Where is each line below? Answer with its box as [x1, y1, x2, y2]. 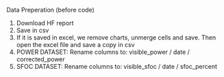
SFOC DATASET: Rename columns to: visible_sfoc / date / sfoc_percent [16, 63, 217, 70]
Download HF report [16, 19, 74, 27]
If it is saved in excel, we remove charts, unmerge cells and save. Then [16, 33, 216, 42]
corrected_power [16, 55, 66, 63]
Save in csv [16, 27, 49, 34]
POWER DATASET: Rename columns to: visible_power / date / [16, 48, 190, 56]
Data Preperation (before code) [6, 6, 95, 14]
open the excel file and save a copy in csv [16, 41, 135, 48]
